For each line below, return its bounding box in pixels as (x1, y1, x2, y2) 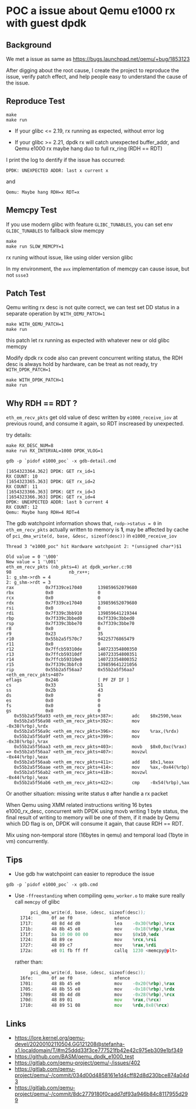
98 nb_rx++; (6, 569, 91, 576)
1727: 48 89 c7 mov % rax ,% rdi (20, 942, 157, 948)
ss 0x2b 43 (6, 688, 104, 694)
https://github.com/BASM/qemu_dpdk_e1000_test (14, 1053, 135, 1060)
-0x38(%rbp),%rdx (6, 723, 49, 729)
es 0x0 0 (6, 698, 101, 704)
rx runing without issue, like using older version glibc (6, 253, 133, 261)
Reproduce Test (6, 96, 66, 106)
